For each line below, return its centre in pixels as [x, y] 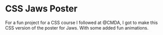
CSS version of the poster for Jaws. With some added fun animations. [77, 27]
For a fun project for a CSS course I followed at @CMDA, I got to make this [81, 22]
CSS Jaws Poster [41, 9]
